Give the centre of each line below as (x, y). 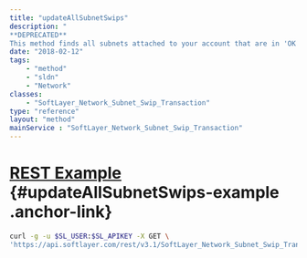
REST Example (65, 173)
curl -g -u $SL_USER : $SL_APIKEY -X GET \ (90, 236)
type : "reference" (44, 111)
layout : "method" (42, 119)
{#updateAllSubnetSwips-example (145, 193)
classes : (26, 94)
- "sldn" (42, 77)
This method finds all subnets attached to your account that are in (145, 43)
